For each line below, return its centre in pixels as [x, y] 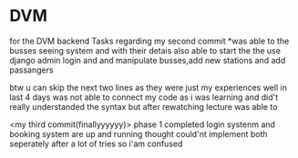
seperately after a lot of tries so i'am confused [96, 143]
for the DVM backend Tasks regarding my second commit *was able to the [149, 41]
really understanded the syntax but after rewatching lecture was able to [144, 106]
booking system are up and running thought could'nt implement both [139, 133]
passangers [31, 70]
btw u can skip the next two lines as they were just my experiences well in [148, 87]
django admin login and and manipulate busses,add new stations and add [148, 60]
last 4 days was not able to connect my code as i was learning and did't [144, 97]
